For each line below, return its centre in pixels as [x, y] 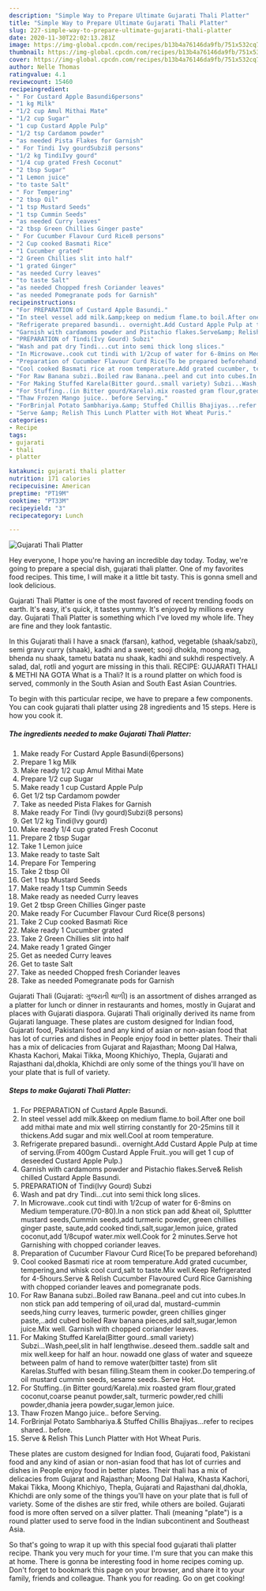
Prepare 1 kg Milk [49, 762]
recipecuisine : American [50, 486]
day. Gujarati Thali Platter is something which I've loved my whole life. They [131, 617]
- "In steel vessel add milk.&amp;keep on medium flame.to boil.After [127, 317]
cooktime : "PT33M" [39, 501]
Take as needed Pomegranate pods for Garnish [97, 981]
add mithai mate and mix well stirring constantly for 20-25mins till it [130, 1127]
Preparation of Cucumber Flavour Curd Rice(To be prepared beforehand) [139, 1253]
